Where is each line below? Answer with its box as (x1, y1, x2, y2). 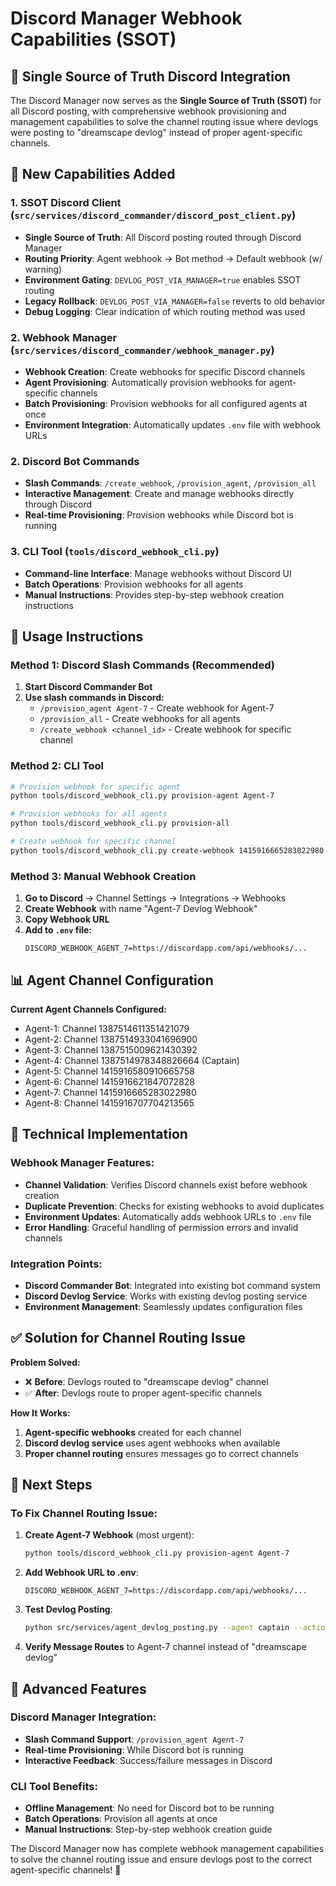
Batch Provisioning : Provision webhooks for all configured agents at (24, 397, 308, 409)
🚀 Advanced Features (10, 1680, 147, 1697)
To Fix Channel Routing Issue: (10, 1507, 158, 1521)
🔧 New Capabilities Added (10, 166, 176, 183)
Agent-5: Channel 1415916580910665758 (24, 1065, 195, 1077)
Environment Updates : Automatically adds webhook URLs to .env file (24, 1210, 312, 1222)
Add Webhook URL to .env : (24, 1567, 139, 1579)
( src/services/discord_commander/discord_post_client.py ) (10, 208, 297, 222)
